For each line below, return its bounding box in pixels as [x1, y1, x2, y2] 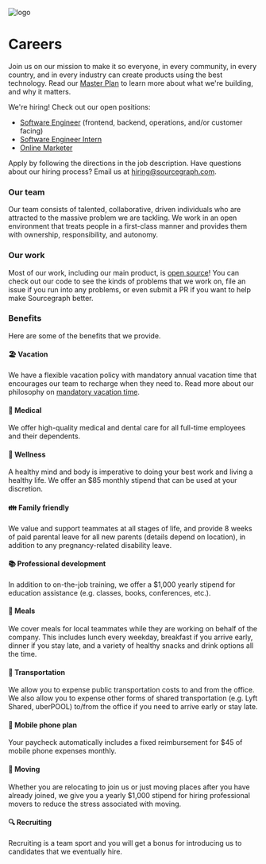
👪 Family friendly [8, 503, 70, 512]
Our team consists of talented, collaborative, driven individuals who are [8, 205, 241, 214]
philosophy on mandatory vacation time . [8, 388, 141, 397]
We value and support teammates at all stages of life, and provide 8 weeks [8, 523, 253, 533]
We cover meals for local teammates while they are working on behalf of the [8, 624, 258, 634]
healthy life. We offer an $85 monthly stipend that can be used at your [8, 476, 237, 485]
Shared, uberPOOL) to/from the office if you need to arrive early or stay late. [8, 702, 258, 712]
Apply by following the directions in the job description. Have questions [8, 158, 242, 168]
